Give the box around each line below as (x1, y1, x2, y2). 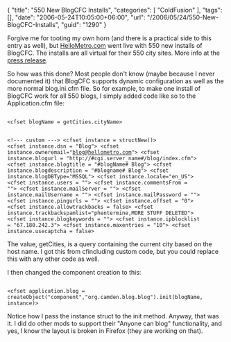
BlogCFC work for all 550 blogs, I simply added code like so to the (7, 92, 196, 100)
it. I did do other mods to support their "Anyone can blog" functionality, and (7, 319, 222, 327)
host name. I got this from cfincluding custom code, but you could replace (7, 248, 219, 255)
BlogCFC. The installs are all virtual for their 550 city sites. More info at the (7, 49, 221, 57)
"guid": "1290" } (61, 21, 107, 28)
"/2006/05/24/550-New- (146, 13, 219, 22)
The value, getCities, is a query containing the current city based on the (7, 240, 213, 248)
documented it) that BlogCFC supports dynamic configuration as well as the (7, 77, 224, 85)
